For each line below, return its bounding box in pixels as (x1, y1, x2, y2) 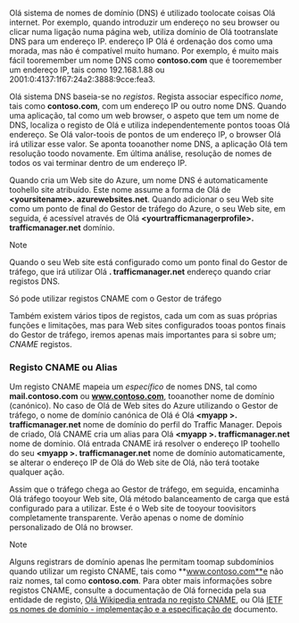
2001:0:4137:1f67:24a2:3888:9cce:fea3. (9, 74, 156, 84)
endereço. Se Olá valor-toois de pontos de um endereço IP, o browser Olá (9, 129, 281, 139)
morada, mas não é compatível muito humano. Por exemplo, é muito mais (9, 46, 279, 56)
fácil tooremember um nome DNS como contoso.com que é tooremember (9, 55, 283, 65)
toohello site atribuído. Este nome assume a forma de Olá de (9, 185, 232, 195)
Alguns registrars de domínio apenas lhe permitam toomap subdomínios (9, 557, 275, 568)
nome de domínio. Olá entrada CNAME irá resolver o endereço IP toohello (9, 438, 280, 449)
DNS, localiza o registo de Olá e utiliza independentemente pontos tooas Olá (9, 120, 290, 130)
